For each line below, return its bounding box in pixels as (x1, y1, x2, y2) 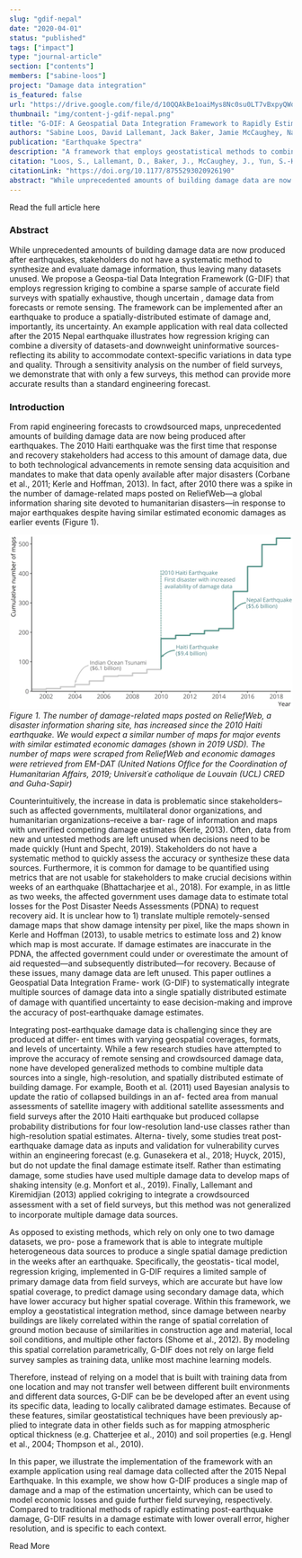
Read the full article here (9, 201, 101, 212)
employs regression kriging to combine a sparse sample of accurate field (9, 282, 280, 293)
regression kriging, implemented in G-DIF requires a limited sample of (9, 1267, 267, 1277)
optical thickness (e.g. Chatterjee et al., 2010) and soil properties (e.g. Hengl (9, 1429, 292, 1440)
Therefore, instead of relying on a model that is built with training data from (9, 1372, 288, 1383)
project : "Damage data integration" (9, 81, 147, 90)
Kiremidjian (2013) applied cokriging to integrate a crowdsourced (9, 1189, 250, 1200)
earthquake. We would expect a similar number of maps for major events (9, 730, 281, 740)
